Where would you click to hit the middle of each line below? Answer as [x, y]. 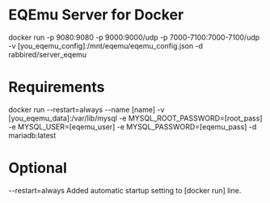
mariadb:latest [32, 135]
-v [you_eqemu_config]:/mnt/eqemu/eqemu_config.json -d [106, 45]
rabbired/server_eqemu [48, 54]
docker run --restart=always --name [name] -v [86, 109]
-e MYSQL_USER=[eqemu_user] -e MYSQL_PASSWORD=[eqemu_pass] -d [133, 126]
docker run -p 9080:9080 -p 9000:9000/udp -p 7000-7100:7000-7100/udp [134, 37]
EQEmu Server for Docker [96, 15]
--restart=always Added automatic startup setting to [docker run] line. [125, 190]
